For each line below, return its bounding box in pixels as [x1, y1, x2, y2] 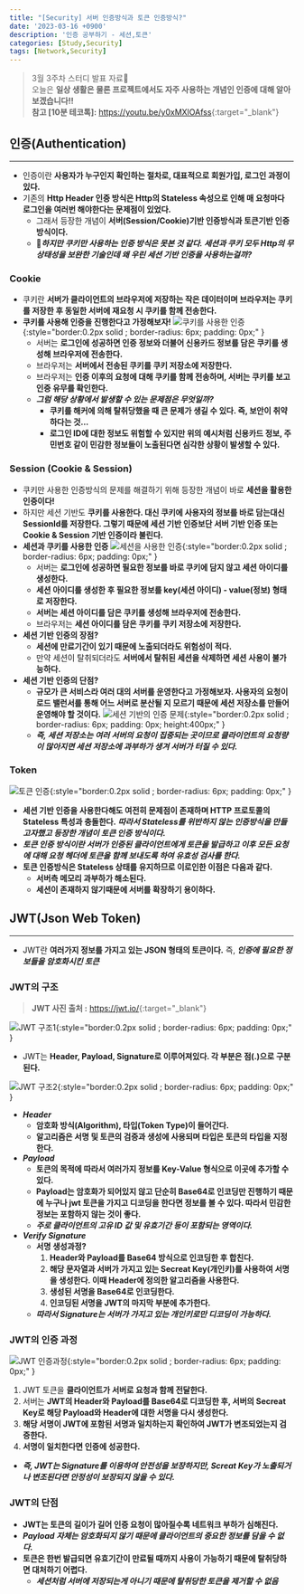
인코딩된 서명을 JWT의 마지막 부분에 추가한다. [49, 1297, 211, 1308]
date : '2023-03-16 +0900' [9, 22, 106, 31]
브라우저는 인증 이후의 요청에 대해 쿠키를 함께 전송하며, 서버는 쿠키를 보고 [35, 372, 290, 383]
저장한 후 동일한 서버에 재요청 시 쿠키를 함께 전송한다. [31, 305, 217, 317]
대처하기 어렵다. [31, 1564, 88, 1575]
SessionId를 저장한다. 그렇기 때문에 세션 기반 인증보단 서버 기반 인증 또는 [22, 517, 278, 529]
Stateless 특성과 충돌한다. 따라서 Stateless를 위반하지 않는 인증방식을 [22, 816, 272, 827]
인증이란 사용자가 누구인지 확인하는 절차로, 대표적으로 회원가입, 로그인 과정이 [22, 169, 290, 181]
